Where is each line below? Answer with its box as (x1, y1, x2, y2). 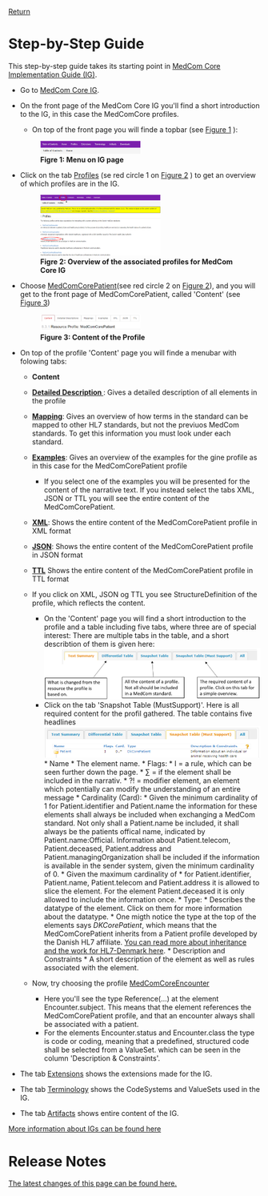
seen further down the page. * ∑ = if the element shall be (43, 768, 232, 777)
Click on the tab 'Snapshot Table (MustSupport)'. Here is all (43, 700, 240, 709)
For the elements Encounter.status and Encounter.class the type (43, 1028, 255, 1037)
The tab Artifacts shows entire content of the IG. (19, 1109, 179, 1118)
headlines (43, 716, 77, 727)
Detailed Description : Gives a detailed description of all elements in (31, 387, 258, 397)
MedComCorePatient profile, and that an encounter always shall (43, 1011, 255, 1021)
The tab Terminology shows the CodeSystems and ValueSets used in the (19, 1085, 260, 1094)
